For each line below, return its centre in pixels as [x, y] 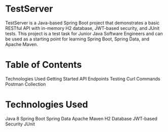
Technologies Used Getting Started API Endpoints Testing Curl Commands [83, 78]
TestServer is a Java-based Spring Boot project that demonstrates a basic [82, 23]
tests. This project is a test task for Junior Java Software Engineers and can [84, 33]
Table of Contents [44, 65]
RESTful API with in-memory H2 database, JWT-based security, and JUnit [82, 28]
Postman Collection [26, 84]
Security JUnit [20, 124]
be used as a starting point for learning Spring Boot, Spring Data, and [77, 39]
